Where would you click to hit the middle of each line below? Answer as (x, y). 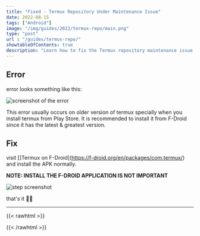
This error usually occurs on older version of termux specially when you (94, 112)
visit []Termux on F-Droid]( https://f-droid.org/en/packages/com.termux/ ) (96, 158)
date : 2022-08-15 (28, 17)
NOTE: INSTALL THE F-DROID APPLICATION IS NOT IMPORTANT (87, 176)
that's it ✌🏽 (20, 199)
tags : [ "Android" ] (29, 23)
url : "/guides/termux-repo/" (44, 39)
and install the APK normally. (41, 164)
